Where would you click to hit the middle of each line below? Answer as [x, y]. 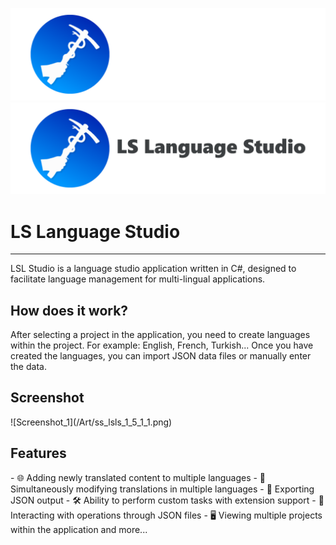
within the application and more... [79, 529]
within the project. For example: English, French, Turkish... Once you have [162, 345]
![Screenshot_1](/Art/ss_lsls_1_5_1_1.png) [91, 422]
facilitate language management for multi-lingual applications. [138, 279]
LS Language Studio [95, 231]
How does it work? [69, 310]
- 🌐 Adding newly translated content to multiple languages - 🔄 [138, 477]
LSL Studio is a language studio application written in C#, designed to [153, 269]
